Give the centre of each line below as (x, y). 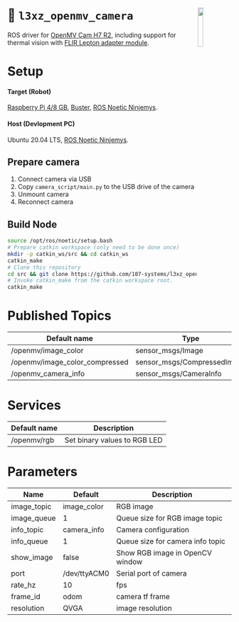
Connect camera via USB (54, 179)
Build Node (32, 224)
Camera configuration (153, 529)
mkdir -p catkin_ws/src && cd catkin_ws (68, 254)
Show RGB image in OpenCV (164, 553)
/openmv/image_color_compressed (70, 362)
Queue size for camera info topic (171, 541)
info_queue (30, 541)
